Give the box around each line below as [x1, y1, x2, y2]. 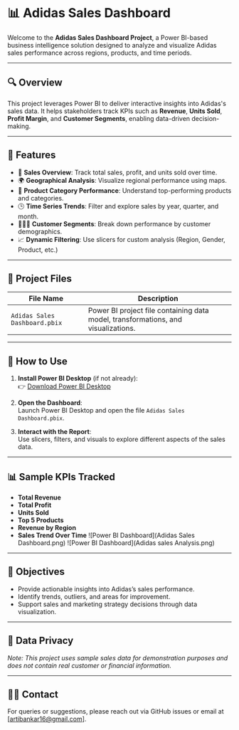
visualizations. [87, 324, 136, 334]
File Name [28, 294, 64, 304]
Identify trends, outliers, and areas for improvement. [17, 592, 171, 601]
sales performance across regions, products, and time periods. [7, 48, 192, 57]
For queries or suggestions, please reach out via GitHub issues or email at [7, 707, 224, 716]
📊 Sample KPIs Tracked [7, 470, 116, 483]
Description [137, 294, 179, 304]
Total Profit [17, 501, 52, 509]
